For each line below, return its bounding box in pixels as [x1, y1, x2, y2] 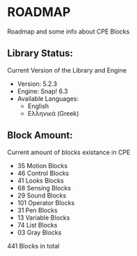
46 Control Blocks [17, 169, 70, 177]
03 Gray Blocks [17, 228, 62, 236]
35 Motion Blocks [17, 161, 68, 170]
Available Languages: [17, 94, 79, 103]
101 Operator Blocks [17, 198, 75, 206]
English [27, 102, 49, 110]
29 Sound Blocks [17, 191, 67, 199]
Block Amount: [7, 130, 73, 142]
